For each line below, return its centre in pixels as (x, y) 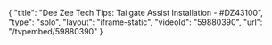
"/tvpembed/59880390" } (56, 31)
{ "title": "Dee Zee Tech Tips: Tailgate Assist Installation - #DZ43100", (136, 13)
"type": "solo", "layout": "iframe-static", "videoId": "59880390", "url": (136, 22)
